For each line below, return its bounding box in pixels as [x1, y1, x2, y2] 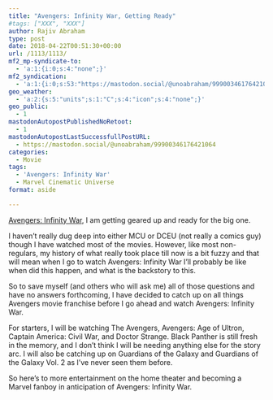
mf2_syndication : [8, 72, 67, 80]
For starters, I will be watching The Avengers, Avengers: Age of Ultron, [8, 323, 245, 333]
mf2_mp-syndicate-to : [8, 58, 82, 66]
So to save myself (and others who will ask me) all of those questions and [8, 281, 255, 291]
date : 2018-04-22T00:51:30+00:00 [8, 42, 122, 50]
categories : [8, 148, 49, 156]
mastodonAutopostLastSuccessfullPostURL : [8, 133, 151, 141]
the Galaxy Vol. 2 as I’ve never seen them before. [8, 357, 173, 367]
